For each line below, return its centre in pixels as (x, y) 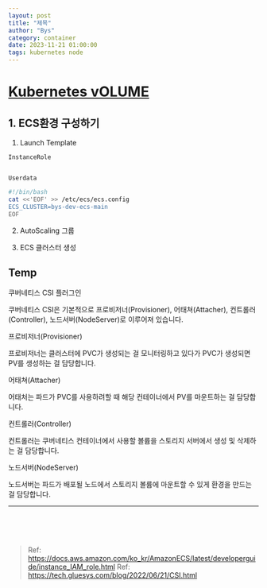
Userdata (23, 178)
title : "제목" (30, 23)
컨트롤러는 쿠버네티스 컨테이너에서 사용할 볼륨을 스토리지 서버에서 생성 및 (122, 441)
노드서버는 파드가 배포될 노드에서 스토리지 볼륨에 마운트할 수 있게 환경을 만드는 (130, 485)
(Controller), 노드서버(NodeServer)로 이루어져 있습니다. (96, 319)
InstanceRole (30, 157)
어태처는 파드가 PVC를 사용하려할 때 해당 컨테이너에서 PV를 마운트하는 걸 (122, 397)
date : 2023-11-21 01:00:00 (53, 45)
